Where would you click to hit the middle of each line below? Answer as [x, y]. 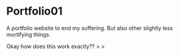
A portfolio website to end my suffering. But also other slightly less [90, 28]
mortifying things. [28, 34]
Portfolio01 [34, 11]
